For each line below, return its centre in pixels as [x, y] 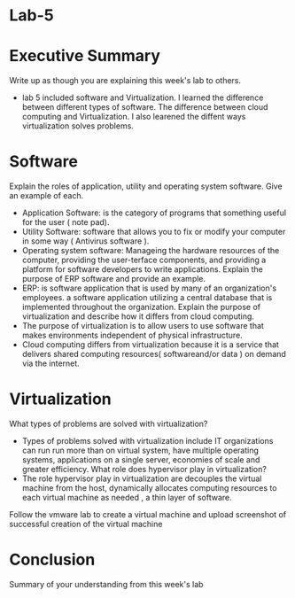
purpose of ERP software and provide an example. [114, 279]
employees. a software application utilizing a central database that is [147, 298]
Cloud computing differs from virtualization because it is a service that [150, 345]
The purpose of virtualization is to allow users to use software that [143, 326]
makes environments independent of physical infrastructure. [132, 335]
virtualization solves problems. [78, 126]
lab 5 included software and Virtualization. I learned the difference [143, 97]
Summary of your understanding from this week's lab [106, 584]
